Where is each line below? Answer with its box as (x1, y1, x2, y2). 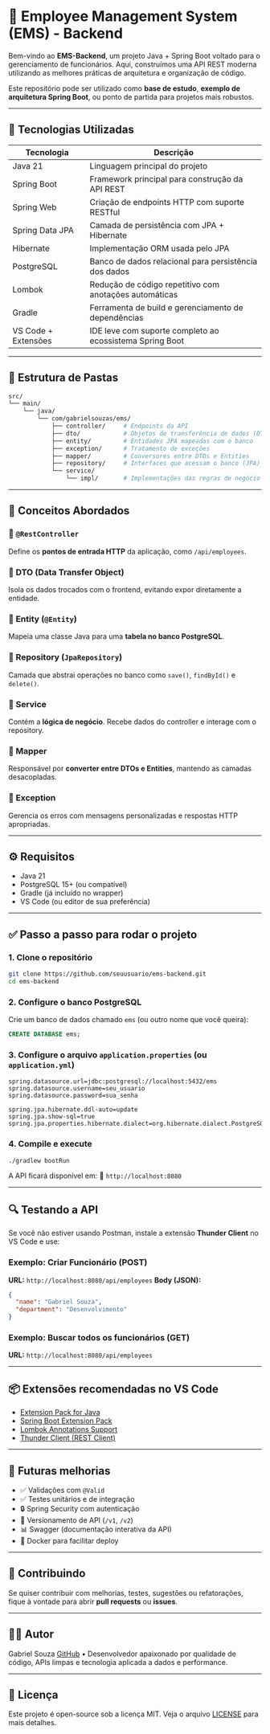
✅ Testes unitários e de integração (19, 1494, 135, 1503)
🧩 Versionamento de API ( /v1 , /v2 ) (19, 1515, 134, 1525)
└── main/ (8, 399, 42, 408)
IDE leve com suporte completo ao (89, 325, 219, 336)
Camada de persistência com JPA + (89, 219, 225, 231)
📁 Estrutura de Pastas (8, 371, 119, 385)
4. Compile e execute (8, 1139, 92, 1150)
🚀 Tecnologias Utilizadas (8, 123, 134, 137)
